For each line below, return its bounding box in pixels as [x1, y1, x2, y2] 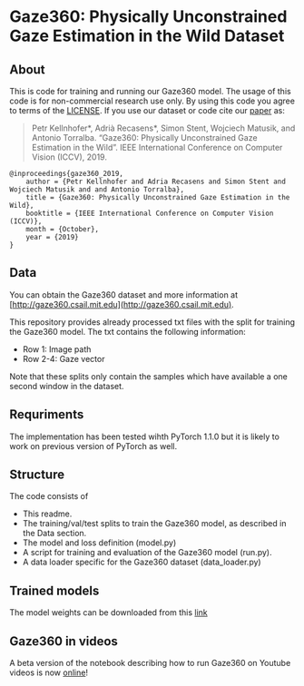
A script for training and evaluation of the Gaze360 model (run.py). [22, 547, 272, 558]
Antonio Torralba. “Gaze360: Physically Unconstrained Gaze [31, 132, 258, 142]
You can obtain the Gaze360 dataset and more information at [9, 289, 239, 300]
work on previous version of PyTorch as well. [9, 440, 178, 451]
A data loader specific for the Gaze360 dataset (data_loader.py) [22, 556, 261, 568]
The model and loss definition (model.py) [22, 537, 177, 548]
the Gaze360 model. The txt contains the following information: [9, 326, 247, 337]
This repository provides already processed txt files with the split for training [9, 316, 296, 328]
